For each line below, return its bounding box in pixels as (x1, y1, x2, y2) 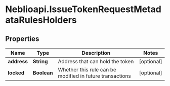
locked (8, 69, 25, 76)
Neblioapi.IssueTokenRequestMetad (5, 4, 162, 15)
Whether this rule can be (58, 66, 116, 73)
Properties (5, 34, 39, 43)
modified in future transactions (58, 72, 131, 79)
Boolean (32, 69, 53, 76)
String (32, 58, 48, 65)
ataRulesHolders (5, 14, 77, 26)
